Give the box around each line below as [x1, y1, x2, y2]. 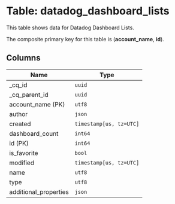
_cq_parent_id [9, 90, 49, 99]
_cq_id [9, 81, 28, 89]
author [9, 109, 28, 118]
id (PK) [9, 139, 29, 147]
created [9, 120, 31, 128]
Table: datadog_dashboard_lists [6, 4, 170, 18]
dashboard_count [9, 129, 59, 138]
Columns [6, 53, 41, 63]
